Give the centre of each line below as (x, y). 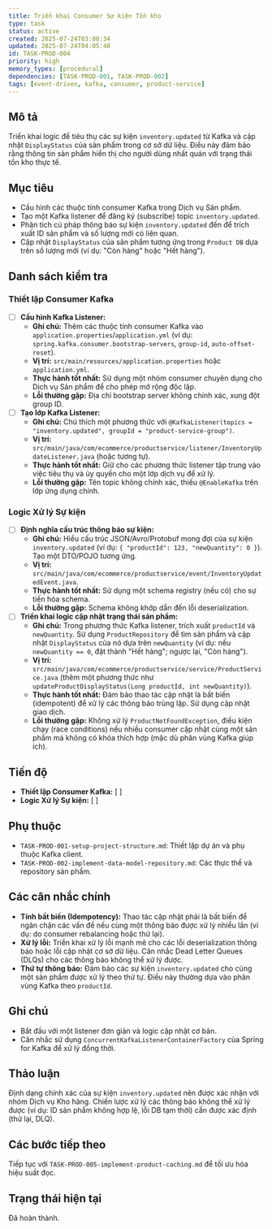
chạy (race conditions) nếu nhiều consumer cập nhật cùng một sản (145, 729)
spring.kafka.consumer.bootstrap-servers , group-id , (121, 343)
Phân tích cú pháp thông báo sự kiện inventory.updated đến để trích (135, 225)
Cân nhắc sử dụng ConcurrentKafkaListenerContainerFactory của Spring (142, 1039)
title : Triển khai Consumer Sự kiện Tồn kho (85, 16)
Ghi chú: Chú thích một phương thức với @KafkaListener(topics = (142, 421)
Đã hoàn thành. (34, 1218)
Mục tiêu (31, 188)
